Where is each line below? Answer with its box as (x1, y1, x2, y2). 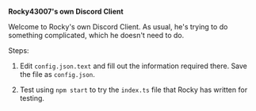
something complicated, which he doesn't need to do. (8, 31, 185, 40)
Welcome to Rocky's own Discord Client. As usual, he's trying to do (8, 22, 228, 31)
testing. (19, 94, 45, 102)
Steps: (8, 46, 29, 55)
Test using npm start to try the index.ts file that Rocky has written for (19, 85, 248, 94)
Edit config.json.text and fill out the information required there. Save (19, 61, 248, 71)
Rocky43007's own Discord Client (8, 7, 124, 16)
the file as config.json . (19, 70, 95, 78)
